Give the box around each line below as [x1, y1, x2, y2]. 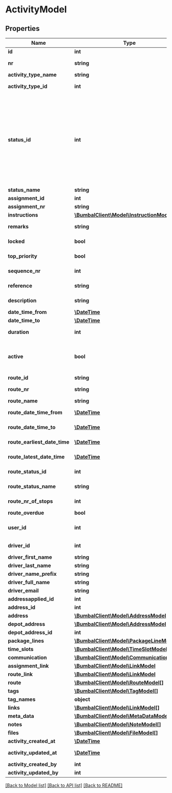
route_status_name [8, 483, 56, 490]
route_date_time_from [8, 409, 62, 416]
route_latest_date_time [8, 453, 65, 460]
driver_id [8, 542, 30, 549]
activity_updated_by [8, 769, 59, 776]
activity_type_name [8, 71, 57, 78]
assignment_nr [8, 203, 46, 210]
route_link [8, 671, 33, 678]
